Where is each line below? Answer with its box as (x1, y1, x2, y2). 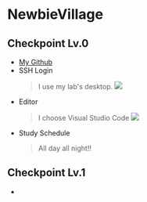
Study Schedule (18, 128, 70, 138)
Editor (18, 97, 38, 106)
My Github (18, 57, 52, 67)
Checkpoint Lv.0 (7, 37, 89, 50)
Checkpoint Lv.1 (7, 166, 86, 179)
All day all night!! (38, 143, 91, 153)
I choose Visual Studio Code (38, 114, 130, 122)
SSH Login (18, 66, 53, 75)
